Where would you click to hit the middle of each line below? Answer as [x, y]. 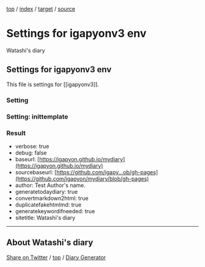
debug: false [31, 153]
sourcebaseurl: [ [36, 172]
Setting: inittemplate [37, 117]
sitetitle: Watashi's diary [45, 218]
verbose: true [32, 146]
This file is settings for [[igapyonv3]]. [53, 84]
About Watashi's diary [50, 243]
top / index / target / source [41, 9]
